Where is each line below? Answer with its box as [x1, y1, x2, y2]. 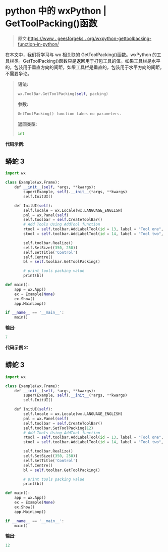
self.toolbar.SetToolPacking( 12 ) [23, 426, 94, 431]
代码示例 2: [5, 345, 29, 350]
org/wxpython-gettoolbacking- [87, 35, 152, 41]
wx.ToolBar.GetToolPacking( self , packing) [17, 91, 108, 97]
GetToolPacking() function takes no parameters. [17, 111, 122, 116]
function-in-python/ [17, 41, 59, 47]
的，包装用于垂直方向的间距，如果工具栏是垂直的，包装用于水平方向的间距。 [5, 64, 164, 70]
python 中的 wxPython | [5, 5, 107, 17]
